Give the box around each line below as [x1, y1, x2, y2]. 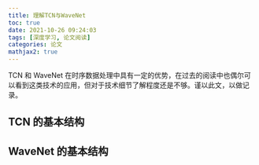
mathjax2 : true [8, 48, 58, 56]
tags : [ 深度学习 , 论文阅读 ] [8, 33, 91, 42]
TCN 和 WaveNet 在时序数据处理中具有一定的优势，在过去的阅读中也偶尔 [8, 71, 244, 79]
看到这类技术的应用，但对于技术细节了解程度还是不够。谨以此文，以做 [14, 80, 242, 90]
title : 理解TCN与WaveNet [8, 11, 87, 20]
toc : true [8, 19, 41, 27]
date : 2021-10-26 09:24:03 [8, 26, 97, 34]
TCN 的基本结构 [8, 115, 85, 129]
